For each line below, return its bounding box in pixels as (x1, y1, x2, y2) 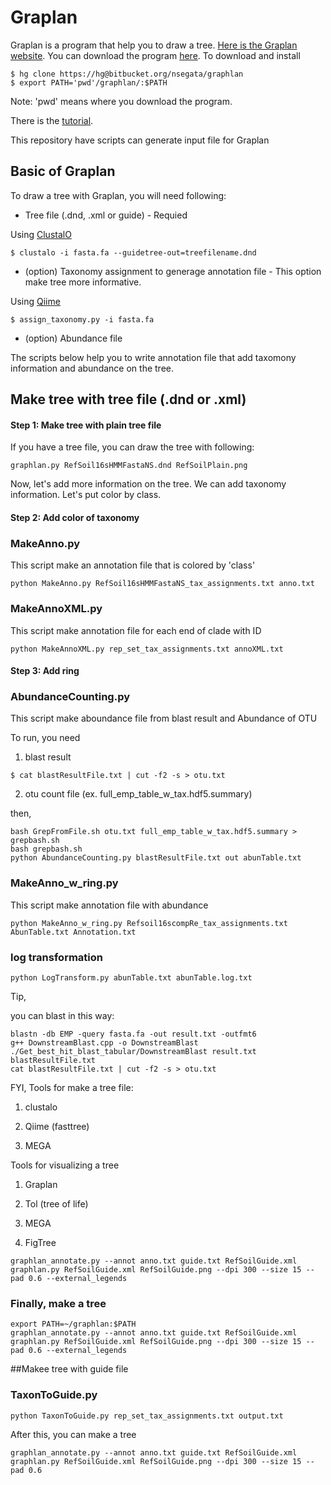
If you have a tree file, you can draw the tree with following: (10, 441, 255, 453)
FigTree (24, 1237, 57, 1249)
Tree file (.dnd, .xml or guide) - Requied (24, 209, 188, 221)
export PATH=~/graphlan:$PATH (10, 1319, 137, 1330)
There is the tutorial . (10, 114, 94, 126)
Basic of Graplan (10, 163, 116, 180)
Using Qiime (10, 295, 61, 307)
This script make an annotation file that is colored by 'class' (10, 559, 256, 571)
